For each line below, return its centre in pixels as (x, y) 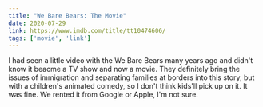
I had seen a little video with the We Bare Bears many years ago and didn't (131, 61)
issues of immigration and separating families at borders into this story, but (131, 77)
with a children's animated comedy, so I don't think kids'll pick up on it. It (128, 86)
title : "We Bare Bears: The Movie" (68, 16)
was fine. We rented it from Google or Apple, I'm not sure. (103, 95)
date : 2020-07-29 (37, 23)
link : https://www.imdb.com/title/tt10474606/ (87, 30)
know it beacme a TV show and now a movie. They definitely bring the (124, 69)
